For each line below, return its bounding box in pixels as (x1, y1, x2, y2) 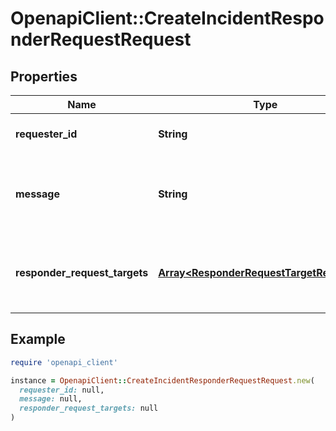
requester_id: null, (19, 385, 105, 395)
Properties (10, 68, 78, 85)
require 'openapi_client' (10, 357, 118, 367)
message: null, (19, 394, 83, 404)
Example (10, 331, 66, 348)
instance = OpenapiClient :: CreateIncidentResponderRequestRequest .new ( (10, 375, 315, 386)
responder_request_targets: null (19, 403, 159, 414)
